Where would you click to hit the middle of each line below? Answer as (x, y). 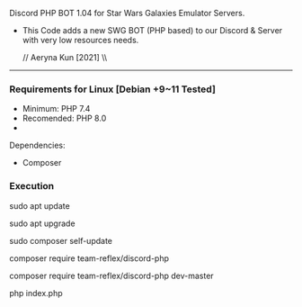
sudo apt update (40, 205)
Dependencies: (37, 145)
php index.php (36, 293)
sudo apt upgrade (42, 223)
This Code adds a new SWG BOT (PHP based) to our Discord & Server (152, 30)
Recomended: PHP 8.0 (64, 118)
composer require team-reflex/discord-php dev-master (111, 275)
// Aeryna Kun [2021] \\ (65, 57)
